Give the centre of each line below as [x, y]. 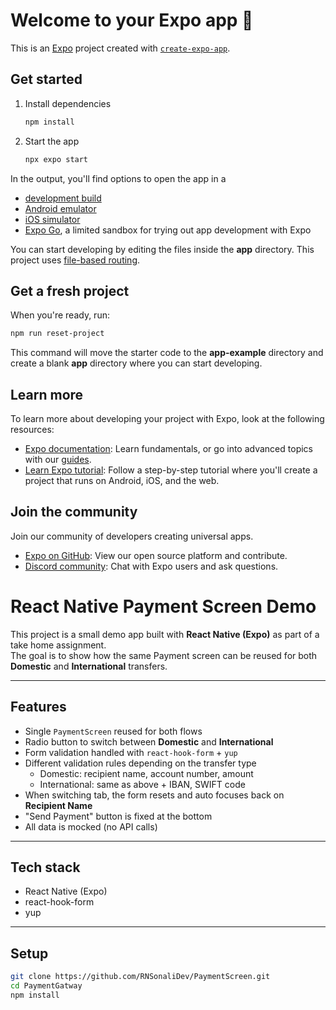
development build [63, 198]
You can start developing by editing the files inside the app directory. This [162, 249]
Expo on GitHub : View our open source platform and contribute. [156, 555]
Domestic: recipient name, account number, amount [146, 773]
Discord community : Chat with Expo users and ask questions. [151, 566]
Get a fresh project [70, 290]
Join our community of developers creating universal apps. [132, 536]
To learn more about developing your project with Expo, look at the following [167, 418]
